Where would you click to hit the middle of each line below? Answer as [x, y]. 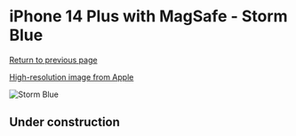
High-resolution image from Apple [72, 76]
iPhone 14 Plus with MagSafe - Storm [148, 16]
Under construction [64, 122]
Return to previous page [53, 60]
